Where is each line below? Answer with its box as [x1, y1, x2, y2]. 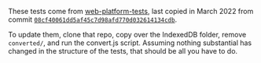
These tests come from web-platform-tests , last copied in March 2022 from [8, 7, 254, 16]
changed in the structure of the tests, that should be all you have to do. [8, 47, 238, 55]
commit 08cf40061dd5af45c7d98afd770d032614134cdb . [8, 15, 178, 24]
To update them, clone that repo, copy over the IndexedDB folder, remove [8, 30, 247, 39]
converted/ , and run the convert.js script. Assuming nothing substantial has [8, 38, 252, 47]
